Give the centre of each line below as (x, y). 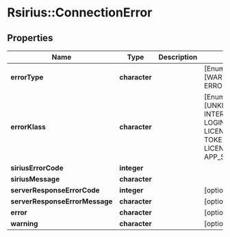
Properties (30, 38)
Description (178, 57)
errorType (27, 77)
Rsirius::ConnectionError (80, 13)
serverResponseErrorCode (55, 190)
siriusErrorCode (37, 168)
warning (24, 224)
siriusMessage (35, 179)
